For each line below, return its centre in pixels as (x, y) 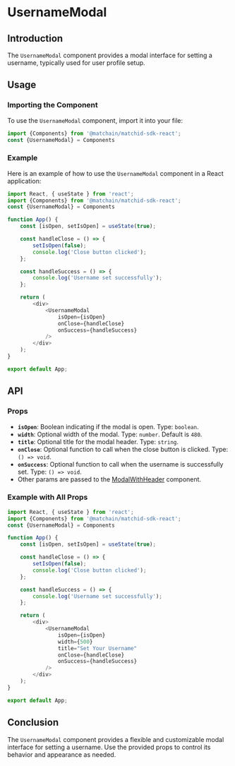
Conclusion (33, 723)
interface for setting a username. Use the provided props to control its (109, 747)
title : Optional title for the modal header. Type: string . (98, 441)
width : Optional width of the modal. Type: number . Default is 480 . (110, 434)
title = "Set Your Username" (97, 648)
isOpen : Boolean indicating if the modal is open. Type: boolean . (108, 426)
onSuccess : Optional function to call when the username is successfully (120, 464)
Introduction (35, 38)
